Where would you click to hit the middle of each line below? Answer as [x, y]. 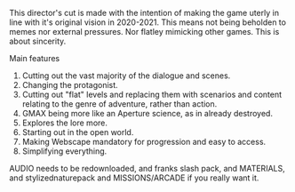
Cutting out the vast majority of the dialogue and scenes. [126, 76]
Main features [35, 58]
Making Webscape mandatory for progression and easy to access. [144, 142]
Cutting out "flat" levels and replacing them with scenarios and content [152, 94]
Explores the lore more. [65, 123]
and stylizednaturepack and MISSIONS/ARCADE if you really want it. [134, 178]
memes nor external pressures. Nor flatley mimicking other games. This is [144, 32]
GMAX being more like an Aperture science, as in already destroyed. [147, 113]
